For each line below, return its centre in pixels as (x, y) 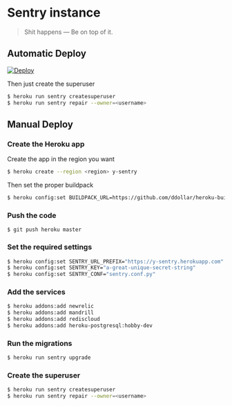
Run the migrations (40, 343)
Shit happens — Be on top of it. (68, 32)
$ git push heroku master (44, 230)
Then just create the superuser (51, 84)
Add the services (36, 292)
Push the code (32, 215)
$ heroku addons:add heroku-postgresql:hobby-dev (80, 326)
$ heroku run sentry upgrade (49, 358)
